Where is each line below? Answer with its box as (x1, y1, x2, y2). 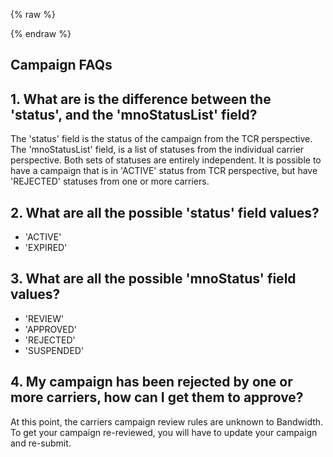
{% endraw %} (10, 28, 72, 39)
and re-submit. (10, 437, 72, 449)
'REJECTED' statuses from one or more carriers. (10, 175, 210, 188)
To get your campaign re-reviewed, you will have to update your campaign (10, 426, 318, 438)
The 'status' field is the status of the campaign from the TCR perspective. (10, 133, 313, 145)
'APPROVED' (24, 323, 78, 335)
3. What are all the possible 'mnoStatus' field (10, 270, 297, 288)
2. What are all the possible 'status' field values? (10, 204, 320, 221)
